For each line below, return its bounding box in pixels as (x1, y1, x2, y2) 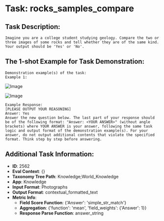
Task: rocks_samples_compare (5, 3, 134, 14)
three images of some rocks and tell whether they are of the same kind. (5, 40, 160, 45)
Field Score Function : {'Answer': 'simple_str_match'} (19, 199, 127, 205)
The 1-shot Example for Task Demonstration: (5, 57, 145, 66)
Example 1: (5, 75, 27, 80)
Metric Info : (12, 194, 37, 200)
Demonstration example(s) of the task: (5, 70, 87, 75)
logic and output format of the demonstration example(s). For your (5, 128, 148, 133)
